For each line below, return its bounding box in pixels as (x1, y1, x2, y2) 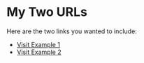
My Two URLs (6, 4, 88, 20)
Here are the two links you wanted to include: (6, 27, 137, 35)
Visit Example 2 (16, 48, 62, 56)
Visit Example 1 (16, 40, 61, 48)
